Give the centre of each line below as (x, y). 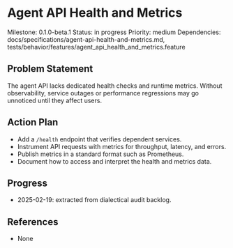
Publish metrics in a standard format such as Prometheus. (100, 154)
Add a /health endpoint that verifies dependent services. (99, 139)
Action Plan (33, 122)
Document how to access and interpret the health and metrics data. (114, 161)
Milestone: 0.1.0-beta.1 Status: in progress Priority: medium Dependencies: (114, 32)
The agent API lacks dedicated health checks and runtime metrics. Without (115, 86)
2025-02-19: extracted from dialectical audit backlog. (94, 200)
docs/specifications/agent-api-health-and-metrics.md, (86, 39)
